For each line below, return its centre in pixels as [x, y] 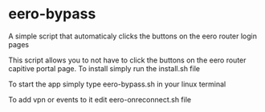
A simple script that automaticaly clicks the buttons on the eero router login [132, 36]
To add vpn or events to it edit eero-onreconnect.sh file [100, 99]
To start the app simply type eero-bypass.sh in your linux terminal [117, 84]
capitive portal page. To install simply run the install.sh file [104, 68]
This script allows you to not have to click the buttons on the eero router [127, 60]
